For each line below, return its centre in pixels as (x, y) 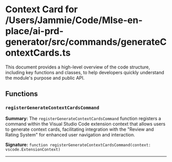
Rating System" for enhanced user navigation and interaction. (70, 134)
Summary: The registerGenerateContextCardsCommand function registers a (83, 118)
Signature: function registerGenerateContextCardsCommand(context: (78, 145)
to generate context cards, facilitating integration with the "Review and (80, 129)
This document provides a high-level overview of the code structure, (78, 67)
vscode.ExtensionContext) (33, 149)
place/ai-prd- (35, 31)
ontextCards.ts (38, 53)
